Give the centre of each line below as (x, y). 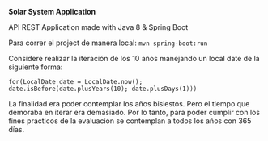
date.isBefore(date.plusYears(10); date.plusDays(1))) (103, 89)
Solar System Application (52, 12)
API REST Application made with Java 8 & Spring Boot (98, 27)
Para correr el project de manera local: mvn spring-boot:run (108, 43)
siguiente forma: (36, 67)
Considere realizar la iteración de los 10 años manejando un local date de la (134, 58)
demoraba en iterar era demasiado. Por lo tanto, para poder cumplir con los (134, 112)
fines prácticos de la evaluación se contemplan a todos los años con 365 (130, 121)
